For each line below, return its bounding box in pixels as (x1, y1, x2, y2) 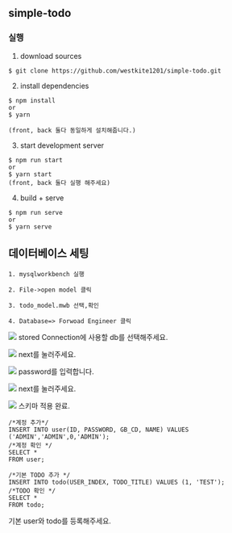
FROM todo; (8, 501, 45, 509)
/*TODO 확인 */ (8, 486, 56, 495)
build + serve (19, 193, 64, 203)
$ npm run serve (8, 208, 63, 216)
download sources (19, 51, 82, 61)
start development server (19, 141, 105, 150)
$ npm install (8, 96, 56, 104)
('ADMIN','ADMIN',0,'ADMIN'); (8, 432, 110, 441)
